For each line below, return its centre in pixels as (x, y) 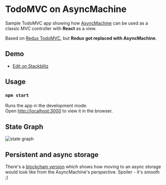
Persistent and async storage (52, 155)
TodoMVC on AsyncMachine (66, 9)
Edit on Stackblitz (30, 66)
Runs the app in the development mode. (46, 106)
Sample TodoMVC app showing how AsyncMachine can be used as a (77, 23)
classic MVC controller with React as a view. (51, 28)
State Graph (24, 127)
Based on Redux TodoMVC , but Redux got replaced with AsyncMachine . (81, 38)
